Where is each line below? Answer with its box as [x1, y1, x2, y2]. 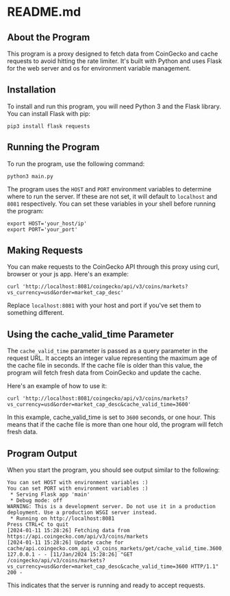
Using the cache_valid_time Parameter [7, 329, 175, 340]
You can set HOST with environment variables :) [7, 479, 149, 486]
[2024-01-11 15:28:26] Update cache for [7, 539, 125, 546]
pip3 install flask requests [7, 123, 90, 130]
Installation [7, 84, 56, 96]
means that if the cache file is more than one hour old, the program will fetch [7, 420, 223, 429]
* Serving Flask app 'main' [10, 491, 90, 498]
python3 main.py [7, 173, 53, 180]
